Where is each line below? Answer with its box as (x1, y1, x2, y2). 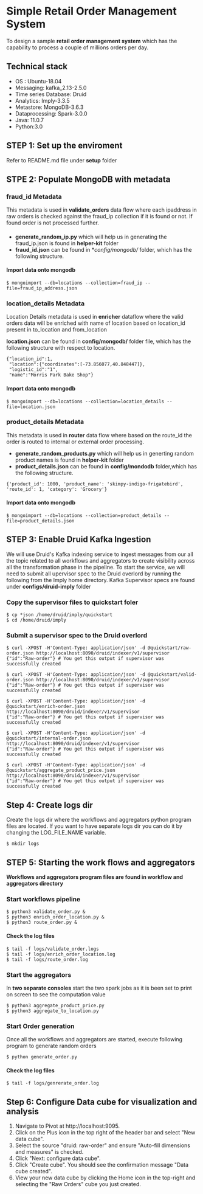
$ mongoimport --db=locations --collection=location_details (6, 398, 165, 404)
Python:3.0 (15, 123, 43, 130)
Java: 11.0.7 (15, 116, 44, 123)
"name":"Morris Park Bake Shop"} (9, 372, 94, 378)
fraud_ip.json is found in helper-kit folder (15, 239, 119, 247)
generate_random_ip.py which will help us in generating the (15, 233, 167, 240)
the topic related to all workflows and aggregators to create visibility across (6, 557, 195, 564)
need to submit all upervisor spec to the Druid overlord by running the (6, 570, 181, 577)
